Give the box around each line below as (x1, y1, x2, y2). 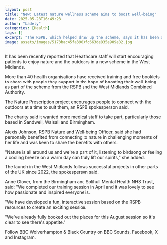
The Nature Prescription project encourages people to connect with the (5, 99, 152, 105)
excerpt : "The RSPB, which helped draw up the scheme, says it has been (5, 35, 159, 40)
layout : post (5, 7, 32, 12)
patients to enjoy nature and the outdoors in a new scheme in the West (5, 58, 150, 65)
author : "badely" (5, 21, 41, 26)
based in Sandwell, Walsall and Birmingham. (5, 119, 95, 125)
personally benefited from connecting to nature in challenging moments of (5, 134, 158, 140)
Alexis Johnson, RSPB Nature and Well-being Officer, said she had (5, 129, 141, 135)
